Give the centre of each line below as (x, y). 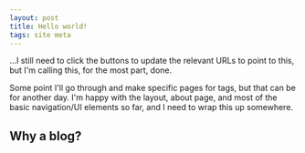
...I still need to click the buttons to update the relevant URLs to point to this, (152, 61)
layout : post (34, 18)
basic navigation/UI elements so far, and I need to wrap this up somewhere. (152, 107)
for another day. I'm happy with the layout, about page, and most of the (143, 97)
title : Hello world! (49, 26)
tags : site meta (40, 35)
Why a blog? (46, 136)
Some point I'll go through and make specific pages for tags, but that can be (153, 88)
